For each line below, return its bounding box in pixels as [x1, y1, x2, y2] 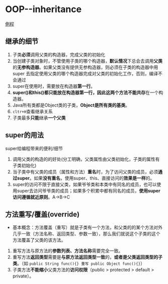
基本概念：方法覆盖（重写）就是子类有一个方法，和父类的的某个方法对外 [12, 224, 162, 230]
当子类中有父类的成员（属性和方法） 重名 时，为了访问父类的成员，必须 [12, 168, 158, 175]
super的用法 [5, 131, 44, 139]
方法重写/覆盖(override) [5, 210, 79, 218]
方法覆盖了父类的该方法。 [12, 237, 66, 243]
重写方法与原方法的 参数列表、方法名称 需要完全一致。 [12, 248, 123, 254]
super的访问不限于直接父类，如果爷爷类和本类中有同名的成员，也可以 [12, 181, 157, 187]
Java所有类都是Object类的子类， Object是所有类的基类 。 [12, 102, 130, 108]
